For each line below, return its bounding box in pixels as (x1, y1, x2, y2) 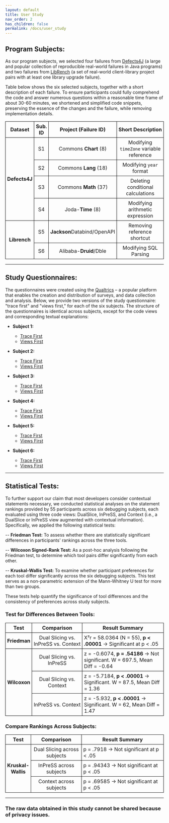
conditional (127, 183, 153, 190)
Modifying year (122, 161, 158, 168)
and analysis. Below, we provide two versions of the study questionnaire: (5, 297, 156, 304)
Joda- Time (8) (64, 206, 101, 213)
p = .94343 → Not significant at (83, 762, 158, 769)
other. (5, 557, 18, 564)
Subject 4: (12, 398, 35, 404)
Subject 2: (12, 348, 35, 354)
